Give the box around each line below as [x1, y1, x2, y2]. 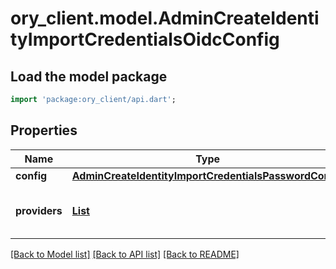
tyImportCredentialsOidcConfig [10, 28, 280, 51]
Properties [10, 122, 78, 139]
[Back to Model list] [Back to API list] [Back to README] [10, 248, 240, 260]
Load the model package [10, 68, 168, 85]
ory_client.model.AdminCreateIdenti [10, 7, 320, 30]
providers [15, 203, 63, 217]
